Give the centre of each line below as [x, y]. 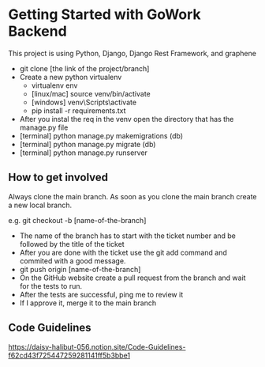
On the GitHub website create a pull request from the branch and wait [132, 278]
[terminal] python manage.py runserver [84, 153]
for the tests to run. [51, 286]
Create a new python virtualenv [71, 77]
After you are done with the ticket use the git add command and [123, 252]
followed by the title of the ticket [72, 244]
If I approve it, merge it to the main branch [88, 303]
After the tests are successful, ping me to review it [101, 294]
